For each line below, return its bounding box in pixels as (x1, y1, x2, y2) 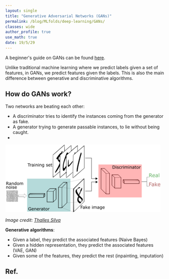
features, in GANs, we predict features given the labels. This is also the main (5, 70, 164, 76)
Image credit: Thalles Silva (5, 217, 61, 223)
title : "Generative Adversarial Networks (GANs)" (5, 13, 112, 19)
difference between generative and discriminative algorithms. (5, 75, 134, 81)
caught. (12, 129, 29, 135)
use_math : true (5, 35, 37, 40)
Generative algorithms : (5, 227, 55, 233)
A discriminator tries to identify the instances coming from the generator (12, 113, 163, 119)
